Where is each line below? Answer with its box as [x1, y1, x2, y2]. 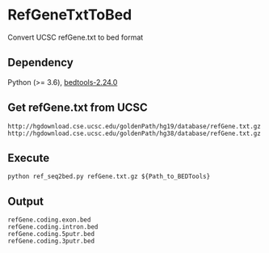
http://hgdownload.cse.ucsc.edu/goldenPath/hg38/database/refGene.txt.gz [7, 129, 262, 137]
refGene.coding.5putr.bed [7, 230, 95, 238]
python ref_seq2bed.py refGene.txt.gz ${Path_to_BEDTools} [7, 172, 211, 181]
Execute [7, 151, 50, 165]
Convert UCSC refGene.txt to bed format [7, 32, 144, 42]
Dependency [7, 56, 74, 70]
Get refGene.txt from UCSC [7, 101, 149, 115]
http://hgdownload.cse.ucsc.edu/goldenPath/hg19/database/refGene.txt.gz [7, 122, 262, 130]
